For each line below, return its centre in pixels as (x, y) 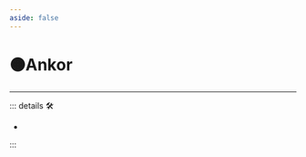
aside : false (34, 18)
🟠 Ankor (41, 64)
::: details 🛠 (32, 105)
